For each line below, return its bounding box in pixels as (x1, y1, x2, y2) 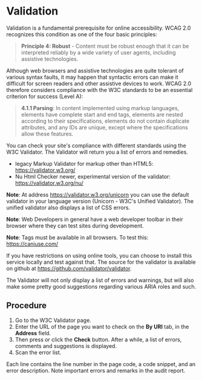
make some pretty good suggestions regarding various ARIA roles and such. (6, 283, 197, 290)
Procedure (6, 301, 47, 311)
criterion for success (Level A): (6, 93, 83, 100)
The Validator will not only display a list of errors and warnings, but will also (6, 277, 194, 284)
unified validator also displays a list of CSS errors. (6, 204, 131, 211)
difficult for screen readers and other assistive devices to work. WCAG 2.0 (6, 80, 192, 87)
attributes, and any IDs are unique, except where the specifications (21, 123, 189, 131)
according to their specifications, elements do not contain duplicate (21, 117, 190, 125)
